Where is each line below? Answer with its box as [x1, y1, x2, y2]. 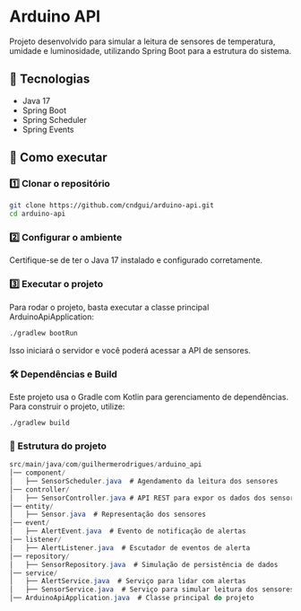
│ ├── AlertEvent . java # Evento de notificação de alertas [9, 527, 246, 536]
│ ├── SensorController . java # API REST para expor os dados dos [9, 493, 267, 502]
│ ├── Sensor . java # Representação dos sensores [9, 510, 206, 519]
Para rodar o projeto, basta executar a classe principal [9, 301, 210, 312]
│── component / [9, 468, 66, 477]
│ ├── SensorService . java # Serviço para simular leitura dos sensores [9, 585, 295, 594]
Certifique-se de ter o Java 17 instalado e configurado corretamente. [9, 255, 262, 266]
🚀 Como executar [9, 150, 107, 165]
